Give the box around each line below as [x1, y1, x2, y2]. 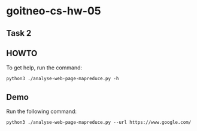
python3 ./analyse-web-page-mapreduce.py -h [6, 76, 119, 82]
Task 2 [6, 28, 32, 38]
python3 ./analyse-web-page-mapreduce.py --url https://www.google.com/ [6, 120, 192, 126]
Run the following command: [6, 108, 77, 115]
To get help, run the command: [6, 64, 83, 71]
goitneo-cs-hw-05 [6, 4, 101, 18]
